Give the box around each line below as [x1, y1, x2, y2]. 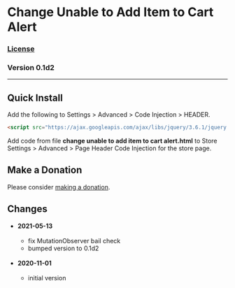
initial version [27, 273, 66, 282]
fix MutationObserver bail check [27, 236, 121, 245]
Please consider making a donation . [7, 182, 111, 191]
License [7, 44, 35, 54]
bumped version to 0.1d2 [27, 244, 99, 252]
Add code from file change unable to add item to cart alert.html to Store [7, 137, 218, 145]
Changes [7, 203, 48, 215]
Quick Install [7, 92, 63, 103]
